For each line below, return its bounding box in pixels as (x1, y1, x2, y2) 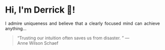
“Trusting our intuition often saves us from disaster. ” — (17, 35, 130, 41)
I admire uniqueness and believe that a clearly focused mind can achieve (5, 20, 160, 26)
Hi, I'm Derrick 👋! (5, 4, 75, 16)
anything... (5, 25, 27, 31)
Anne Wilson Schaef (17, 40, 59, 46)
